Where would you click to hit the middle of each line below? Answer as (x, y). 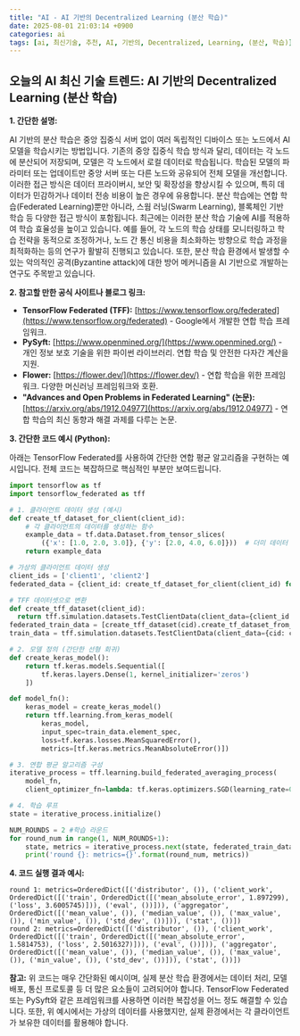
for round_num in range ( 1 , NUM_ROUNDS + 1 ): (89, 838)
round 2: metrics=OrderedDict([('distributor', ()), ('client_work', (142, 929)
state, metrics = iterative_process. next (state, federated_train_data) (161, 847)
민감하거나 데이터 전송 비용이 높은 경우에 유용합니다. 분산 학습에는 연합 (155, 195)
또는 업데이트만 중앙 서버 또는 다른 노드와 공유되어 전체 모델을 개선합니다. (160, 173)
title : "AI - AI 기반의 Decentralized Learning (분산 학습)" (119, 17)
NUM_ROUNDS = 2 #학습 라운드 (59, 830)
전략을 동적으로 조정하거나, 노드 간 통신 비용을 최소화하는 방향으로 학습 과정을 (153, 240)
